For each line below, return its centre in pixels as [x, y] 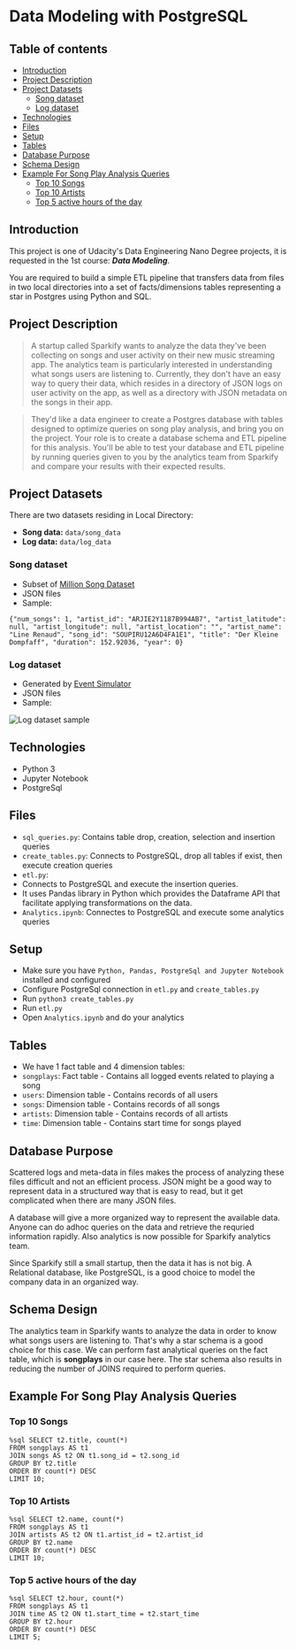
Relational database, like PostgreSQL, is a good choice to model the [132, 1273]
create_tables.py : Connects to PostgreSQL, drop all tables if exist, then [152, 855]
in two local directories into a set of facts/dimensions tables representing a [145, 287]
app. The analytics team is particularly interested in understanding [151, 364]
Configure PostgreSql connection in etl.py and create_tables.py [140, 990]
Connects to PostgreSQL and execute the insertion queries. [130, 883]
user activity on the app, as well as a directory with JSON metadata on [159, 392]
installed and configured [66, 980]
